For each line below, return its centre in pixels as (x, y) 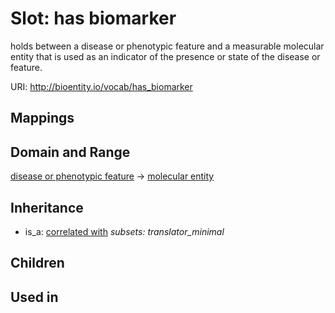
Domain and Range (70, 152)
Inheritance (47, 207)
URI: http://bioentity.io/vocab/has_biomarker (101, 86)
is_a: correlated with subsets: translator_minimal (124, 231)
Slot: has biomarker (93, 18)
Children (37, 263)
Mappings (42, 118)
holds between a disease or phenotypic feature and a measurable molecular (167, 46)
